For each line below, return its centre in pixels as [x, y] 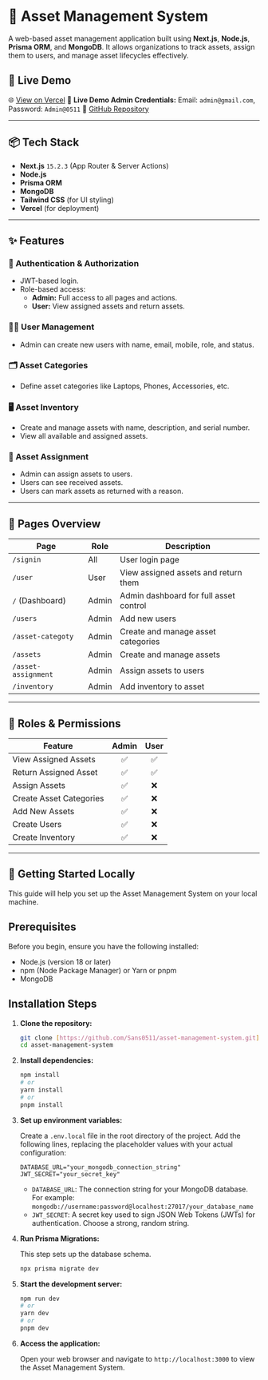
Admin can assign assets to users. [76, 474]
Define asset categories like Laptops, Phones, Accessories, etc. [124, 386]
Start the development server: [71, 1284]
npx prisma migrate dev [59, 1269]
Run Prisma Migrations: [59, 1239]
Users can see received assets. [71, 483]
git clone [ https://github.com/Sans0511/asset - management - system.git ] [140, 1038]
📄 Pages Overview [55, 524]
